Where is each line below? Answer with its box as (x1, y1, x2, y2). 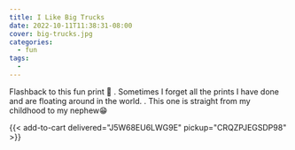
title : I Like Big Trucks (9, 12, 105, 22)
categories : (9, 37, 53, 47)
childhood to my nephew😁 (9, 105, 108, 116)
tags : (9, 54, 29, 63)
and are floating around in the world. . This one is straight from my (9, 95, 251, 106)
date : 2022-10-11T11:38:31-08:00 (9, 21, 133, 30)
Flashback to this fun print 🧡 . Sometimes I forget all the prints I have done (9, 86, 280, 97)
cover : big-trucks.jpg (9, 29, 93, 38)
